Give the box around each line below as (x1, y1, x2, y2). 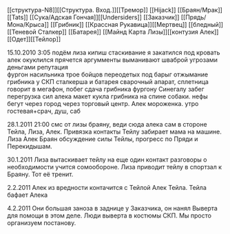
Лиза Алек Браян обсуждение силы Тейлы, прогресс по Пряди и (7, 135, 198, 143)
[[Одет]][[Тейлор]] (7, 35, 61, 43)
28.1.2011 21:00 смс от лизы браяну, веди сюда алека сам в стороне (7, 120, 208, 128)
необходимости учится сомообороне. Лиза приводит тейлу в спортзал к (7, 163, 222, 171)
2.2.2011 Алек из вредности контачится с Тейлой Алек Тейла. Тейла (7, 184, 207, 191)
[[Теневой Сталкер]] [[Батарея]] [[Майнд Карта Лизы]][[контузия (7, 28, 198, 36)
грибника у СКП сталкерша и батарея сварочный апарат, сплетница (7, 78, 209, 85)
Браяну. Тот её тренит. (7, 170, 74, 178)
